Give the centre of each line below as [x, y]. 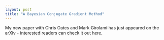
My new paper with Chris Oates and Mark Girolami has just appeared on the [82, 27]
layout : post [18, 9]
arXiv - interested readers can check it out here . [54, 33]
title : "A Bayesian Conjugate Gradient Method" [55, 14]
